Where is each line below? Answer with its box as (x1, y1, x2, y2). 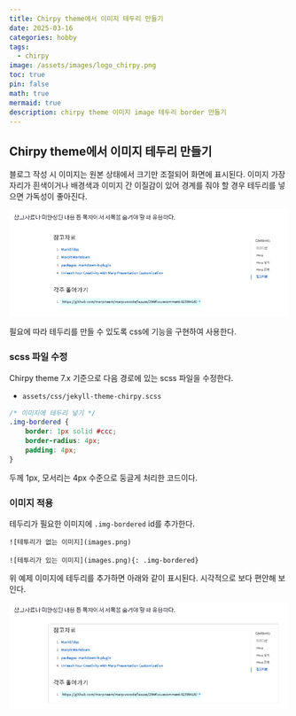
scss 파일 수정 (9, 351, 68, 363)
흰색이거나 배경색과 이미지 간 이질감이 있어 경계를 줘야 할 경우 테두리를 (32, 180, 277, 191)
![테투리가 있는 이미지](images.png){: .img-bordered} (9, 556, 199, 565)
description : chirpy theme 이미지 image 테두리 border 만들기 (9, 107, 227, 117)
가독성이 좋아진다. (25, 191, 88, 202)
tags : (9, 43, 29, 51)
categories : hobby (9, 33, 77, 42)
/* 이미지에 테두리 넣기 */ (9, 409, 96, 417)
